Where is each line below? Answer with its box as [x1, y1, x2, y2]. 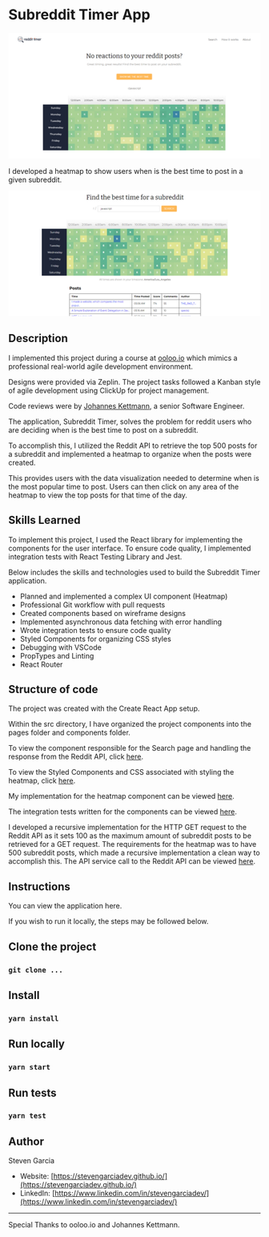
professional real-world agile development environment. [8, 361, 194, 371]
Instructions [8, 880, 70, 893]
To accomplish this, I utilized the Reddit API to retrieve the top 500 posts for [8, 441, 258, 450]
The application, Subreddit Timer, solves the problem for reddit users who [8, 417, 252, 426]
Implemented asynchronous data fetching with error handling [19, 617, 223, 627]
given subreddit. [8, 175, 62, 184]
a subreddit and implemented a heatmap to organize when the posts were [8, 449, 252, 458]
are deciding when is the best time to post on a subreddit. [8, 425, 199, 434]
